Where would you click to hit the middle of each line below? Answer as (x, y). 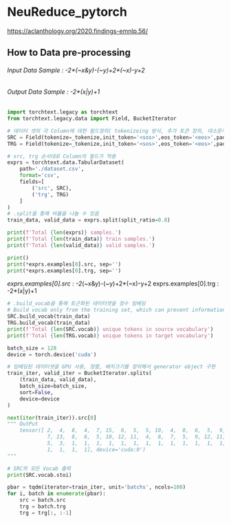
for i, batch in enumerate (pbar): (57, 494)
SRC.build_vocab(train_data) (49, 317)
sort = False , (36, 392)
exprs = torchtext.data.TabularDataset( (66, 162)
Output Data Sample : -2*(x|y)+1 (54, 92)
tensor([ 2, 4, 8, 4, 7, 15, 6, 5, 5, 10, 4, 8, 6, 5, (117, 431)
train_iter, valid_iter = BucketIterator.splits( (80, 373)
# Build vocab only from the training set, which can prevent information (117, 310)
